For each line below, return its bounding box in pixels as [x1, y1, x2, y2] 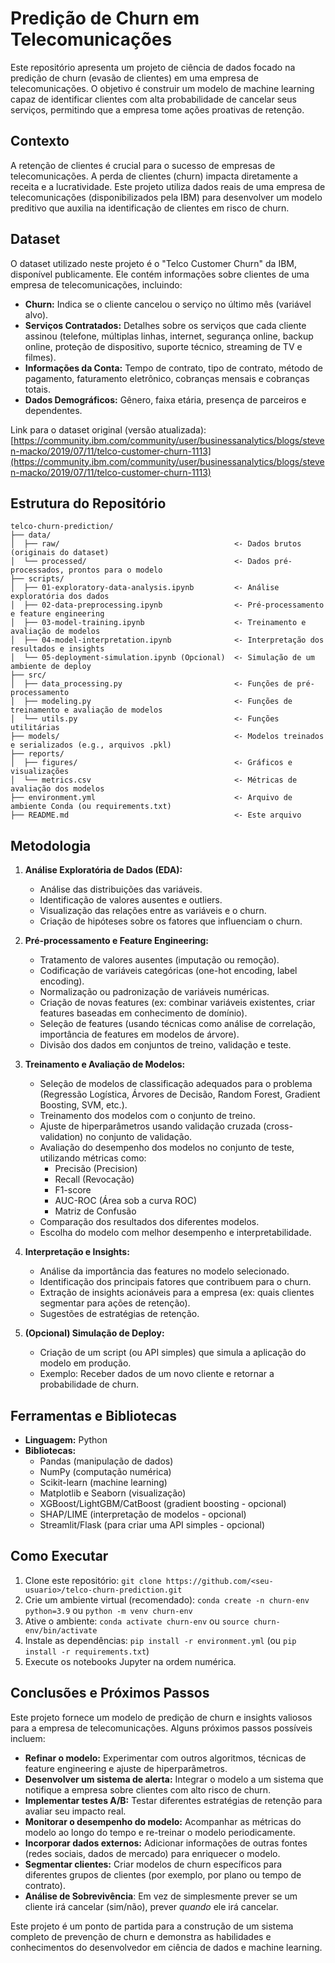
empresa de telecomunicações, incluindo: [10, 278, 183, 291]
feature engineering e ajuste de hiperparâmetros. [24, 1762, 228, 1774]
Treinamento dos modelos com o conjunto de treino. [39, 1110, 256, 1122]
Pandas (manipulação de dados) [39, 1455, 174, 1467]
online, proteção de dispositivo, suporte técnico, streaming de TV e [24, 340, 303, 352]
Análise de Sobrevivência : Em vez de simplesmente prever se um [24, 1890, 298, 1902]
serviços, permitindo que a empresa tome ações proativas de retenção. [10, 103, 305, 116]
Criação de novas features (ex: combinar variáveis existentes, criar [39, 997, 316, 1009]
